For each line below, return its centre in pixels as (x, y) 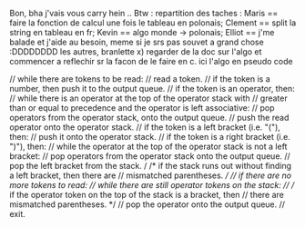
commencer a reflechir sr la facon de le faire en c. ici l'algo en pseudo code (151, 61)
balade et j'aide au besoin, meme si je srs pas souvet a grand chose (137, 42)
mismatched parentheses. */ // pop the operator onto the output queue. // (147, 204)
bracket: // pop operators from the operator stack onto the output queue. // (150, 156)
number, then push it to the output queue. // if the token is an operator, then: (152, 89)
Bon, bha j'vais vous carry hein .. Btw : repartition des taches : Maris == (144, 13)
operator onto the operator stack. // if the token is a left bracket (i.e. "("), (145, 127)
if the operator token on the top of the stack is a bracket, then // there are (147, 195)
